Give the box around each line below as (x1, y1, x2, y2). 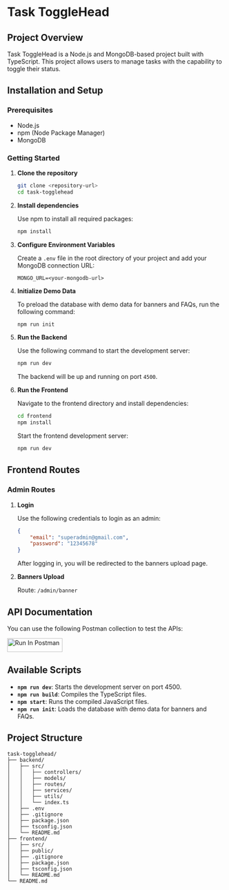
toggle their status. (7, 65, 61, 73)
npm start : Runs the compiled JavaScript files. (17, 697, 150, 705)
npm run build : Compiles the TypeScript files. (17, 689, 147, 698)
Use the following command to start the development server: (17, 346, 190, 355)
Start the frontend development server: (17, 432, 129, 440)
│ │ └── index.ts (7, 799, 70, 806)
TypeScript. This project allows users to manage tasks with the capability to (7, 57, 222, 66)
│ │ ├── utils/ (7, 792, 63, 799)
